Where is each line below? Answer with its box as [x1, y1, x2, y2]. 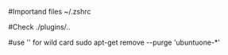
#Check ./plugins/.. [8, 22, 71, 31]
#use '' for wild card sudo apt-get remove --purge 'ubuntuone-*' [8, 37, 221, 47]
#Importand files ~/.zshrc [8, 7, 91, 16]
